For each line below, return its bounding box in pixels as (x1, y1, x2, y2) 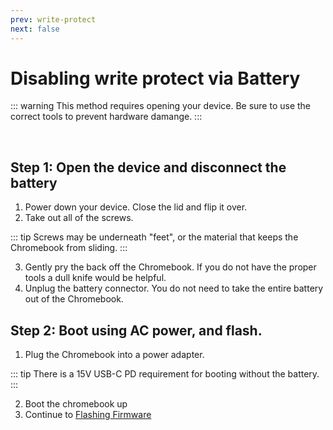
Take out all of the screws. (24, 212, 134, 224)
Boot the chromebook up (24, 398, 128, 410)
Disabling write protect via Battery (10, 67, 301, 90)
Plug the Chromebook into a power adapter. (24, 349, 205, 361)
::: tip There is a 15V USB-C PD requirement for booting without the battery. (10, 368, 320, 380)
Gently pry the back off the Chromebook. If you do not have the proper (24, 261, 317, 273)
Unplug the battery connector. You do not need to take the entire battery (24, 282, 324, 295)
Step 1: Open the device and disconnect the (10, 159, 287, 176)
